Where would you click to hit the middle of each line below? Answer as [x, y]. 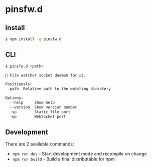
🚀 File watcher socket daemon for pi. [46, 75]
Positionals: [19, 84]
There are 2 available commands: [40, 144]
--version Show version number [44, 107]
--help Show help [32, 103]
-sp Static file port [40, 112]
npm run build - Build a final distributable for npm [64, 159]
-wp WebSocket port [38, 116]
